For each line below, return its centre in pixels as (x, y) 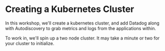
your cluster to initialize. (30, 43)
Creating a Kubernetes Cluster (70, 9)
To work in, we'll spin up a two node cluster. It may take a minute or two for (82, 38)
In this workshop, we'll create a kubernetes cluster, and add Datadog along (82, 23)
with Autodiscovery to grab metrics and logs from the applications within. (81, 28)
